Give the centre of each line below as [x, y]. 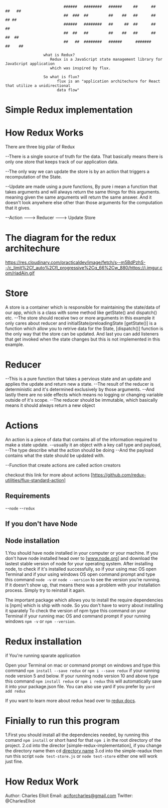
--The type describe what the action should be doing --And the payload [79, 450]
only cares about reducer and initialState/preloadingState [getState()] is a [81, 323]
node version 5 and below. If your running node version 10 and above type [82, 676]
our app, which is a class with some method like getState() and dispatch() [81, 312]
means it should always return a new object [50, 405]
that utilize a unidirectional [38, 86]
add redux [16, 691]
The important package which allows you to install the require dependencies [84, 600]
